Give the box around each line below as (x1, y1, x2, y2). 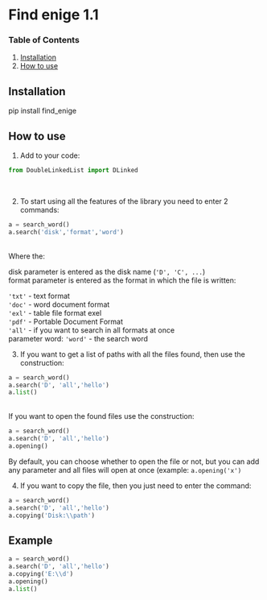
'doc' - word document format (8, 300, 110, 309)
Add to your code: (19, 151, 80, 160)
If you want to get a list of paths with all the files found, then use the (19, 349, 245, 359)
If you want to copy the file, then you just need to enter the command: (19, 481, 252, 490)
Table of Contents (8, 35, 80, 46)
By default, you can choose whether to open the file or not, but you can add (8, 457, 260, 466)
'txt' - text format (8, 291, 71, 300)
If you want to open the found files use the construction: (8, 412, 195, 421)
